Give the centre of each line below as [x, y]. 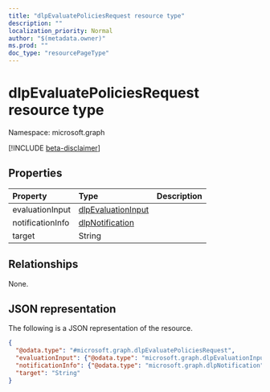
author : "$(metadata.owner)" [57, 38]
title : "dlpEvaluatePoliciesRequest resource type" [96, 16]
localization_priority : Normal [61, 31]
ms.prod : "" [28, 46]
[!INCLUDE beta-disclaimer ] [54, 148]
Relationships [43, 264]
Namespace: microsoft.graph [57, 132]
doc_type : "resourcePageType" [59, 53]
